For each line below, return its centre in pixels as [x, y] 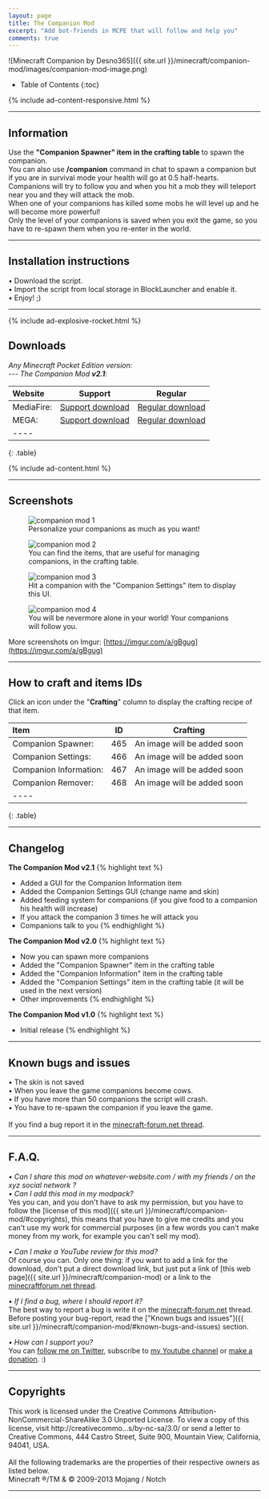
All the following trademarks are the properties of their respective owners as [134, 1462]
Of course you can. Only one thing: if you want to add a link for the [118, 1260]
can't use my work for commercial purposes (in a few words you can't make [134, 1227]
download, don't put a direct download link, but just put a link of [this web [129, 1269]
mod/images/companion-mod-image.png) [78, 70]
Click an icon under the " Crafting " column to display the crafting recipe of [130, 702]
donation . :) [27, 1359]
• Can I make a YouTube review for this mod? [83, 1251]
